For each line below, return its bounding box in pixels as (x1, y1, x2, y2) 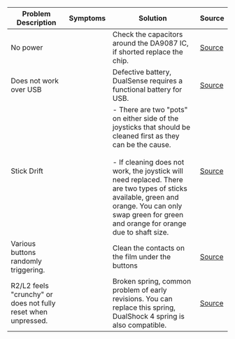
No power (10, 43, 43, 52)
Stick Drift (10, 166, 43, 176)
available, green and (112, 193, 179, 202)
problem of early (112, 285, 167, 295)
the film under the (112, 252, 171, 261)
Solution (138, 13, 168, 23)
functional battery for (112, 85, 183, 94)
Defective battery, (112, 67, 172, 76)
